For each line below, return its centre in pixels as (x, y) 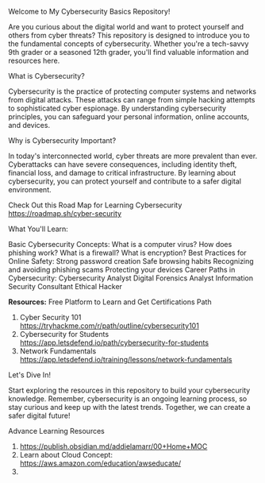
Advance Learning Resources (56, 431)
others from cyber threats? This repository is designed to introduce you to (129, 35)
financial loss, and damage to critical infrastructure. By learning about (122, 173)
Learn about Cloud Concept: (66, 455)
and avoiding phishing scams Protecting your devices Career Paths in (122, 270)
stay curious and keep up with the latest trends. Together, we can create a (130, 407)
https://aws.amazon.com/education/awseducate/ (100, 463)
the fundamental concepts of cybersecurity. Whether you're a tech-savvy (129, 44)
